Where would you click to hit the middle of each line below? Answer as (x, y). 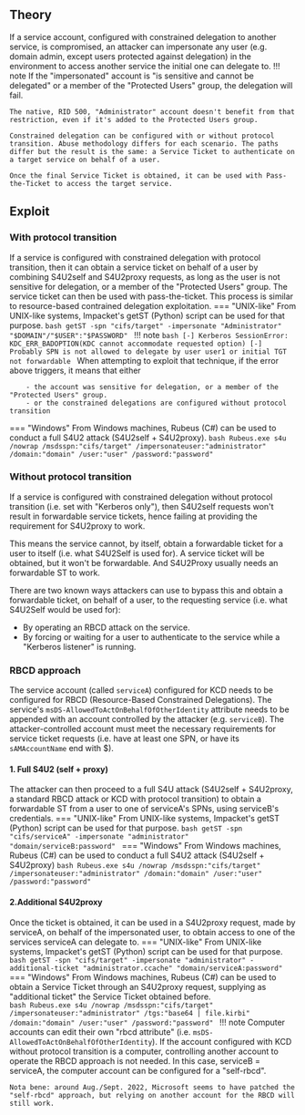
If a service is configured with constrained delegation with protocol (135, 257)
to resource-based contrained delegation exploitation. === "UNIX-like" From (153, 305)
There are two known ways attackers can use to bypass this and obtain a (147, 590)
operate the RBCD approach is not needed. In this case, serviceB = (135, 1060)
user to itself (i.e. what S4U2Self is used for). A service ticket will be (137, 553)
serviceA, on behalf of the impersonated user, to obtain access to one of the (152, 932)
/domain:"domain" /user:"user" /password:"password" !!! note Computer (147, 1022)
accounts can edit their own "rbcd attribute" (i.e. (100, 1032)
